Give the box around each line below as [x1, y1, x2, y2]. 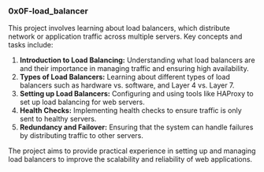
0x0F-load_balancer [8, 6, 88, 17]
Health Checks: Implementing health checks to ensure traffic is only [19, 106, 242, 115]
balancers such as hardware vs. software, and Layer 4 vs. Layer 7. [19, 80, 235, 90]
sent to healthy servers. [19, 114, 97, 124]
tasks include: [8, 40, 54, 50]
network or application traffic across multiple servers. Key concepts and [8, 32, 243, 41]
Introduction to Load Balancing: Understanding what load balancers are [19, 55, 255, 65]
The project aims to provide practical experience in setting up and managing [8, 146, 256, 155]
